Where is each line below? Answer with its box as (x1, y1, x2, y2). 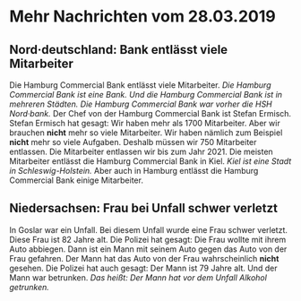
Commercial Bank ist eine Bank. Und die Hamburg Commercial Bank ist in (9, 90, 283, 99)
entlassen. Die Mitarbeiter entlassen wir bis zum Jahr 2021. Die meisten (9, 146, 273, 157)
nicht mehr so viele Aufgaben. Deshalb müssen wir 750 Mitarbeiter (9, 137, 257, 147)
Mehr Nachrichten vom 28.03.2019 (9, 6, 276, 27)
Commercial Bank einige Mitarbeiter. (9, 175, 143, 185)
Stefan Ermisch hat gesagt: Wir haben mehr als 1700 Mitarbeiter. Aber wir (9, 118, 280, 128)
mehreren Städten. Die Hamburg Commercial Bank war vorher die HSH (9, 99, 273, 109)
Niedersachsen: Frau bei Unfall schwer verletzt (9, 201, 278, 216)
